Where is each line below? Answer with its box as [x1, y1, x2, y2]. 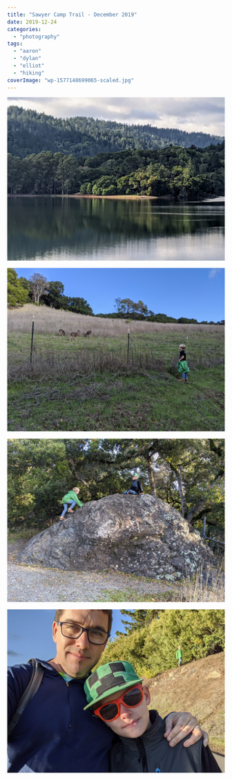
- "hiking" [13, 69, 45, 76]
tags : [7, 40, 23, 48]
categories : [7, 26, 41, 32]
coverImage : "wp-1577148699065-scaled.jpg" [7, 77, 135, 84]
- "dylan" [13, 55, 41, 62]
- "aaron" [13, 48, 41, 55]
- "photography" [13, 33, 60, 40]
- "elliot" [13, 62, 45, 69]
